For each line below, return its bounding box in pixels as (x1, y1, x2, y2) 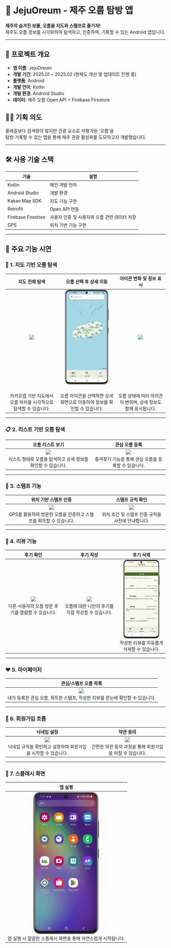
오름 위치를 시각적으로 (10, 399, 53, 405)
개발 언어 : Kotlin (12, 84, 45, 90)
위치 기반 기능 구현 (50, 222, 87, 228)
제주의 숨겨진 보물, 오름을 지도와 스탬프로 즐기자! (5, 22, 101, 29)
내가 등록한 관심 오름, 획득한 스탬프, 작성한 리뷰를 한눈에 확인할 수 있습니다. (7, 695, 156, 701)
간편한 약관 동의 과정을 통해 (91, 743, 146, 750)
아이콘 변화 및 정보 (119, 276, 156, 282)
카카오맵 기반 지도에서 (10, 393, 53, 399)
